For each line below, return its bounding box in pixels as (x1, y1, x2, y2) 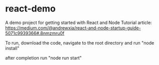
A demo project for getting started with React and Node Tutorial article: (5, 19, 152, 25)
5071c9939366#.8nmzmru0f (5, 30, 65, 36)
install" (5, 45, 20, 51)
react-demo (5, 3, 56, 14)
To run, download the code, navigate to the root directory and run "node (5, 39, 154, 45)
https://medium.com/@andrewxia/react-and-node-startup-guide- (5, 24, 141, 30)
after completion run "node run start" (5, 54, 82, 60)
